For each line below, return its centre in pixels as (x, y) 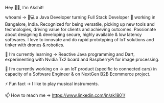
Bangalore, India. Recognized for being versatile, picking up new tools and (80, 24)
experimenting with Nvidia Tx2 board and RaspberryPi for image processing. (82, 59)
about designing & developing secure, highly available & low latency (73, 34)
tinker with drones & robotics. (35, 45)
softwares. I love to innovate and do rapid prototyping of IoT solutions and (80, 40)
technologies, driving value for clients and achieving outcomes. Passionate (81, 29)
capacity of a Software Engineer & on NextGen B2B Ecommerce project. (78, 74)
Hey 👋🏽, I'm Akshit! (24, 8)
